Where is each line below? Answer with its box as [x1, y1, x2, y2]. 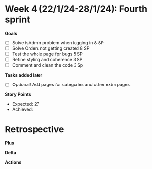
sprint [5, 14, 31, 25]
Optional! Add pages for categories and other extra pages [12, 82, 130, 87]
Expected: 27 [12, 101, 39, 107]
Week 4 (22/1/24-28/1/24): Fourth [5, 3, 148, 15]
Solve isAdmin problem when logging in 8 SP [12, 40, 104, 45]
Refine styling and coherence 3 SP [12, 57, 83, 63]
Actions [5, 159, 22, 165]
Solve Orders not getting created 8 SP [12, 45, 90, 51]
